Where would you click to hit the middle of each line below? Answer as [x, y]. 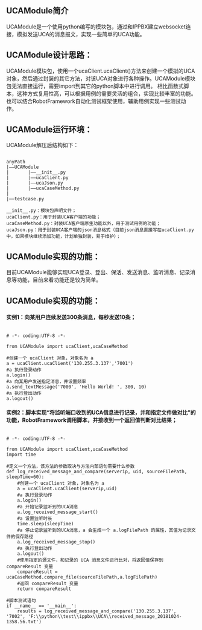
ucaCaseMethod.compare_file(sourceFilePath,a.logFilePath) [82, 577]
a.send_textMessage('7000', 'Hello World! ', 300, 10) [77, 387]
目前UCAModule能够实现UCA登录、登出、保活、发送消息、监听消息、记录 [98, 272]
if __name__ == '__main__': [42, 606]
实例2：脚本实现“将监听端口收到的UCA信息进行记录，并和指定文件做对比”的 [101, 413]
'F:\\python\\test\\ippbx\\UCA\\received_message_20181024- [105, 617]
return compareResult [44, 589]
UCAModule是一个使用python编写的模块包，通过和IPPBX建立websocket [96, 27]
